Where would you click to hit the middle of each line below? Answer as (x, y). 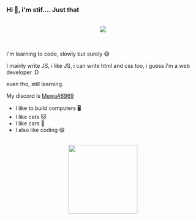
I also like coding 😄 (40, 130)
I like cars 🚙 (30, 123)
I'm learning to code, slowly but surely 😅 (58, 54)
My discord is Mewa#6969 (40, 96)
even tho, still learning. (35, 84)
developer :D (23, 72)
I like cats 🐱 (31, 117)
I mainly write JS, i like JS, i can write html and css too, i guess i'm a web (98, 66)
